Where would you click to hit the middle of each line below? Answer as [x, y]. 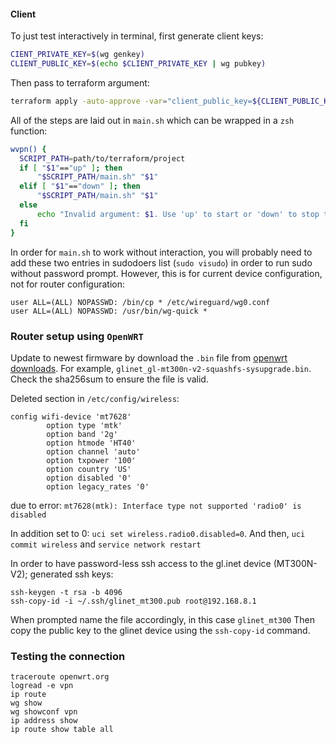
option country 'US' [89, 469]
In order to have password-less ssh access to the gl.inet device [141, 563]
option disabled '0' [89, 478]
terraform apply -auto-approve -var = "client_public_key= [131, 101]
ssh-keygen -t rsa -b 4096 [66, 592]
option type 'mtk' [84, 425]
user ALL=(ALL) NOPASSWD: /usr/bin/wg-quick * [109, 311]
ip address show [44, 721]
